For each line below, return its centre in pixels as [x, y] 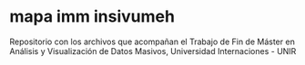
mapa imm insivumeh [92, 17]
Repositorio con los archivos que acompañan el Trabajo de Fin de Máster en [152, 42]
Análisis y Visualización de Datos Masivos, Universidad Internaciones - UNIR [153, 51]
